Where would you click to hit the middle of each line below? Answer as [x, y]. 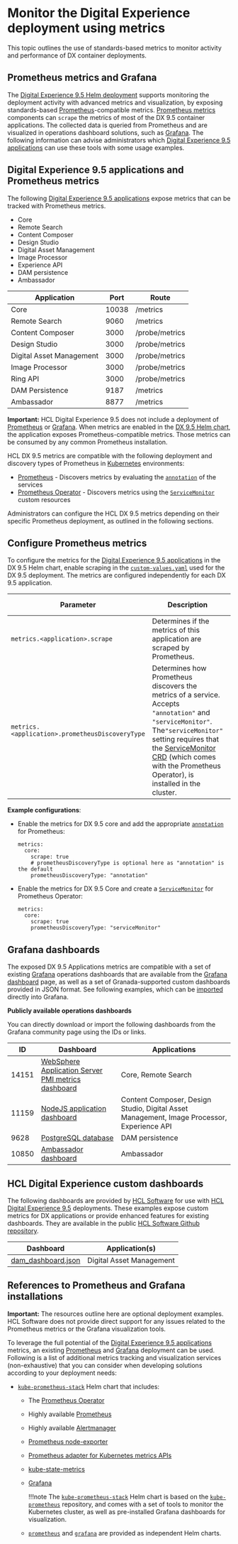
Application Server [72, 1070]
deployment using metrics [86, 28]
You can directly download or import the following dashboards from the [112, 1025]
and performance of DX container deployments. [77, 55]
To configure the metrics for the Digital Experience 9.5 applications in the [114, 560]
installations [35, 1296]
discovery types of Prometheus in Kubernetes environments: [96, 463]
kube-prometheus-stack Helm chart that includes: [89, 1386]
